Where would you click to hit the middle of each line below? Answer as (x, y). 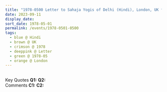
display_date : (20, 19)
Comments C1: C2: (25, 86)
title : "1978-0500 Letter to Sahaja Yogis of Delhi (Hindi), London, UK (82, 10)
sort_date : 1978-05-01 (29, 24)
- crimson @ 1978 (28, 47)
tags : (11, 33)
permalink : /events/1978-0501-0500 (42, 28)
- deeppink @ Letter (31, 51)
